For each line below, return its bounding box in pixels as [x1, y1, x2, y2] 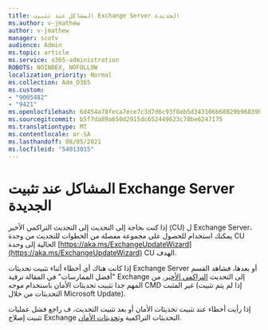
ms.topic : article [8, 49, 69, 57]
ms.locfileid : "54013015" [8, 145, 94, 153]
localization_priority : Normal [8, 71, 112, 79]
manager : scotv [8, 33, 59, 42]
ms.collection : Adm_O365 [8, 78, 91, 86]
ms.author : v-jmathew [8, 19, 81, 27]
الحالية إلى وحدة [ [8, 240, 61, 249]
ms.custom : [8, 85, 45, 94]
